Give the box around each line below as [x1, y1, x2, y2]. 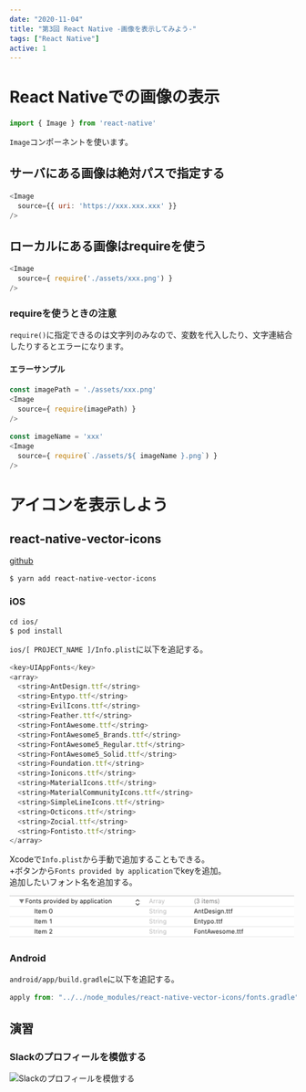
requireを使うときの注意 [9, 307, 117, 320]
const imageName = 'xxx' [9, 432, 104, 441]
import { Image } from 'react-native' [9, 119, 157, 128]
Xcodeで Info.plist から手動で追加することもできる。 [9, 854, 210, 865]
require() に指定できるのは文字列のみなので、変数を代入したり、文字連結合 [9, 330, 293, 341]
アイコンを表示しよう [9, 494, 168, 515]
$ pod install [9, 626, 64, 635]
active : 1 [9, 44, 47, 53]
